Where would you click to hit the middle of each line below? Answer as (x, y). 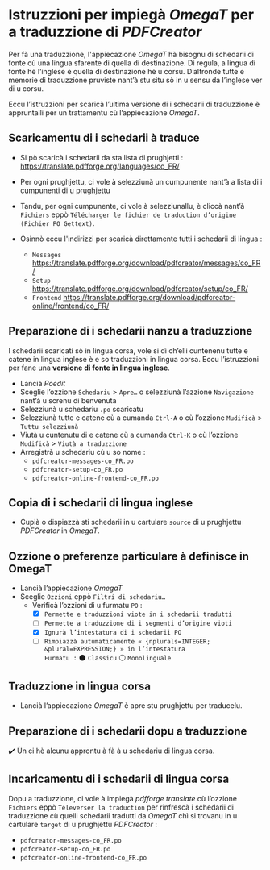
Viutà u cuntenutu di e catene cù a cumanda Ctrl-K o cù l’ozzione (129, 435)
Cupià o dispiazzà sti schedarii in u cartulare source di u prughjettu (131, 522)
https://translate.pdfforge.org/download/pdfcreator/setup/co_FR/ (140, 289)
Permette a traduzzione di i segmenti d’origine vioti (138, 624)
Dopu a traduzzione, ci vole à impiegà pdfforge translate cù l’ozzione (123, 798)
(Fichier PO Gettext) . (57, 223)
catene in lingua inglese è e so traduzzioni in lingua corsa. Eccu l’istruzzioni (134, 359)
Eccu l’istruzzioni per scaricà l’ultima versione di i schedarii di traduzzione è (134, 104)
